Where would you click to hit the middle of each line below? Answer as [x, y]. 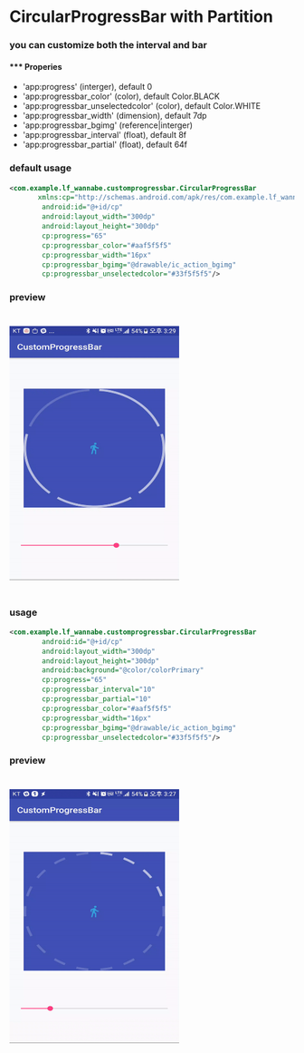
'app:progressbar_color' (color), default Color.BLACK [121, 96]
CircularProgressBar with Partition [141, 17]
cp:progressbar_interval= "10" [99, 690]
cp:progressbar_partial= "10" [97, 699]
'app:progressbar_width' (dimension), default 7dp [114, 116]
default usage [41, 168]
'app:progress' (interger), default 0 [87, 87]
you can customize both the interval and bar [109, 45]
